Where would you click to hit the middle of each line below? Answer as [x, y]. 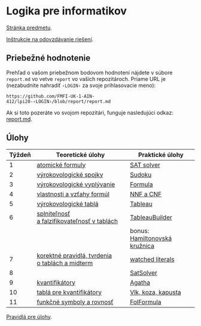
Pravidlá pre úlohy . [29, 316]
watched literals [152, 259]
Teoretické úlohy [80, 155]
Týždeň [20, 155]
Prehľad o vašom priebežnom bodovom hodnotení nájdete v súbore [89, 73]
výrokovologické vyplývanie [76, 184]
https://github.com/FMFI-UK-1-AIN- [51, 96]
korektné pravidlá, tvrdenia [74, 255]
